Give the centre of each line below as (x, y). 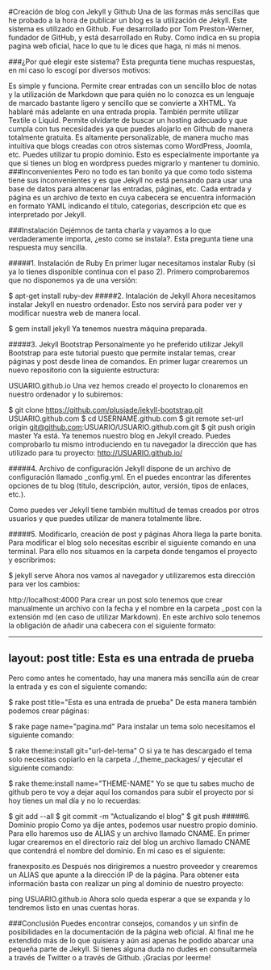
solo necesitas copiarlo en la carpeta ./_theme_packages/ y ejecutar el (126, 759)
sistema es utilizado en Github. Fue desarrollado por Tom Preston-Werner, (131, 29)
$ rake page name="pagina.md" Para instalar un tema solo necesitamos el (132, 726)
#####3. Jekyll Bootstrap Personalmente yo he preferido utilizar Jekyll (126, 344)
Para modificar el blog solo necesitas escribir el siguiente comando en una (132, 543)
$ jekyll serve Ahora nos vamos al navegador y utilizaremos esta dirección (132, 575)
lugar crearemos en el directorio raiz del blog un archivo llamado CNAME (129, 842)
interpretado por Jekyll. (47, 214)
